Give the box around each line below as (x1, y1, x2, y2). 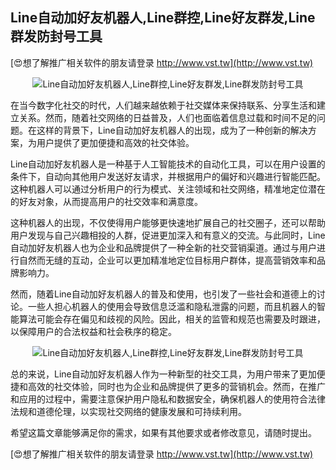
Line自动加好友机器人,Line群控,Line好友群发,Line (10, 9, 316, 27)
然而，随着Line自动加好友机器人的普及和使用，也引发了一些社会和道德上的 (10, 288, 317, 300)
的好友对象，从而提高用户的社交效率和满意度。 (10, 195, 203, 207)
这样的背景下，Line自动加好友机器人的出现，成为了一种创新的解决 (36, 124, 308, 136)
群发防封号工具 (10, 28, 103, 45)
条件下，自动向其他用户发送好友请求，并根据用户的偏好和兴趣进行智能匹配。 (10, 170, 326, 182)
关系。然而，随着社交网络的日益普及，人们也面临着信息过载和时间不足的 (18, 111, 317, 123)
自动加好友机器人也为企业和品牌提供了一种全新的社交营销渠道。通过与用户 (10, 241, 317, 253)
